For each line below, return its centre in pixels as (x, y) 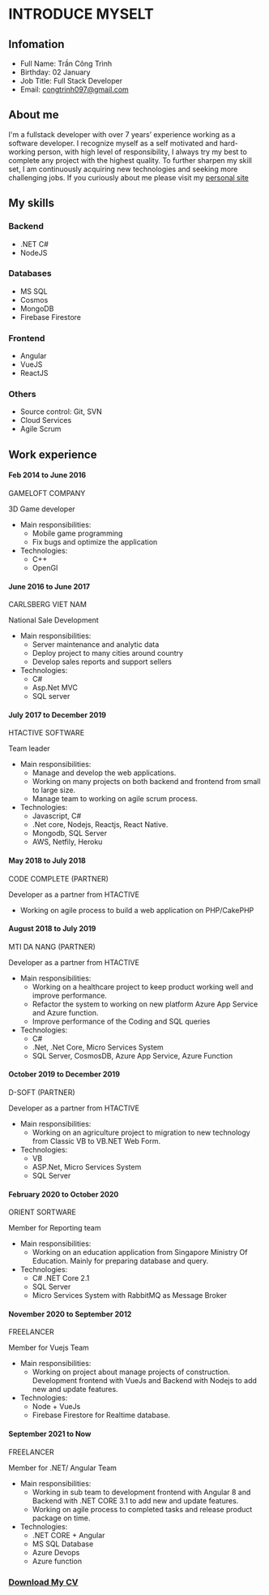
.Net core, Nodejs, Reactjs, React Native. (100, 825)
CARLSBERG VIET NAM (48, 605)
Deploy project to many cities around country (108, 653)
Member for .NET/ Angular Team (63, 1468)
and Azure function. (65, 1012)
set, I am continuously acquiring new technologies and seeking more (123, 169)
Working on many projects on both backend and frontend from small (146, 782)
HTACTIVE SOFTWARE (47, 733)
